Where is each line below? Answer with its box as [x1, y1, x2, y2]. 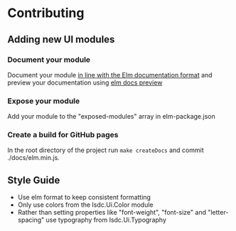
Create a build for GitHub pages [7, 130, 119, 140]
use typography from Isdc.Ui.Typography [45, 215, 167, 225]
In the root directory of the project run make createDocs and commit [7, 146, 204, 154]
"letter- [207, 208, 229, 217]
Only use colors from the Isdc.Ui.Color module [17, 200, 154, 209]
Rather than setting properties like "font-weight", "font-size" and [17, 208, 206, 217]
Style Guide [7, 174, 60, 186]
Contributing [7, 5, 85, 21]
